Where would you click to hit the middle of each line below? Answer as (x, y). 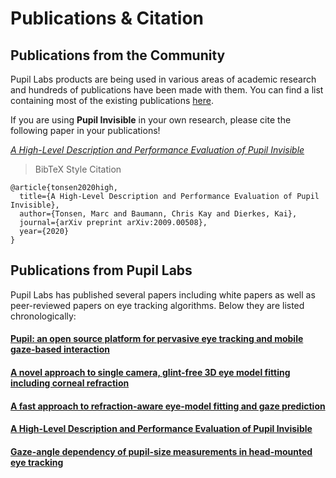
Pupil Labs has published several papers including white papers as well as (163, 294)
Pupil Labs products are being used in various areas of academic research (163, 79)
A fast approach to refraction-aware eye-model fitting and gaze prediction (168, 406)
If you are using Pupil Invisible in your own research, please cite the (151, 120)
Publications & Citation (107, 18)
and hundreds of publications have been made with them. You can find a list (167, 90)
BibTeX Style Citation (78, 169)
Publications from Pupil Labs (101, 270)
